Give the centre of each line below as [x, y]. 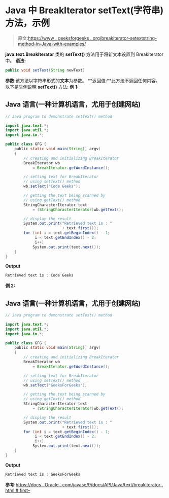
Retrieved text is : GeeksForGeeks [43, 474]
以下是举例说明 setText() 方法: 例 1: [42, 87]
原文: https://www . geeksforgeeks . [55, 38]
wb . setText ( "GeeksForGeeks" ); [55, 385]
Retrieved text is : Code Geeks [39, 275]
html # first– [18, 490]
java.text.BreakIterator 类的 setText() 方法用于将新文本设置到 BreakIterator [84, 54]
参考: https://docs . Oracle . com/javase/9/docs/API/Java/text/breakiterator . [84, 484]
